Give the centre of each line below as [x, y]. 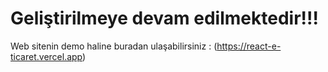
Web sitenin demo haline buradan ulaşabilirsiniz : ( [114, 46]
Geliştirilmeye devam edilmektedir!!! [164, 18]
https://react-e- [249, 46]
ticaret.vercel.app [46, 56]
